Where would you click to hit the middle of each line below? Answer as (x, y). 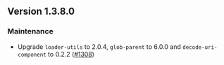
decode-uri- (200, 47)
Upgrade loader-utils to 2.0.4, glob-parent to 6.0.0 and (99, 46)
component (32, 55)
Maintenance (31, 31)
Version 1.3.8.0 (41, 12)
